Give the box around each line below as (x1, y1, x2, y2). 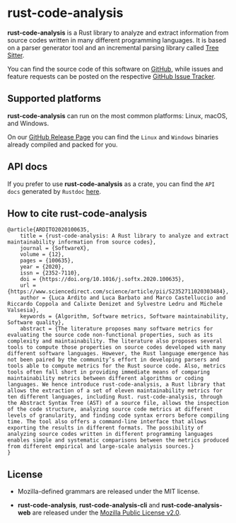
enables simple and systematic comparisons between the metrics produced (7, 437, 230, 444)
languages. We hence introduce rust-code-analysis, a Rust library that (7, 381, 226, 389)
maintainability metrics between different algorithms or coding (7, 375, 203, 382)
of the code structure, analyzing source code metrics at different (7, 406, 213, 413)
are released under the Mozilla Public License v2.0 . (32, 508, 182, 517)
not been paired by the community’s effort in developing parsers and (7, 356, 220, 364)
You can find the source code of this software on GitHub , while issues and (7, 64, 224, 73)
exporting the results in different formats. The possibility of (7, 425, 203, 432)
